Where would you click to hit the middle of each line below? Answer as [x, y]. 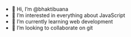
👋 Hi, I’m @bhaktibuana [40, 9]
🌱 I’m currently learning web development [62, 21]
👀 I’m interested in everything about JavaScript [68, 15]
